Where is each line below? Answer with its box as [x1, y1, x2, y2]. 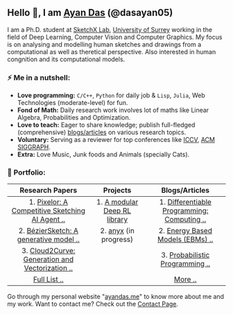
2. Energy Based [158, 226, 213, 236]
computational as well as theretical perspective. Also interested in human [7, 47, 216, 56]
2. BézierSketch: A [18, 226, 78, 236]
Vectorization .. [24, 264, 74, 273]
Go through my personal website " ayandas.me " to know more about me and [7, 293, 224, 301]
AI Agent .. [31, 215, 66, 225]
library [106, 215, 128, 225]
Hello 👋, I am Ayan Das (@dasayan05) [7, 7, 173, 19]
